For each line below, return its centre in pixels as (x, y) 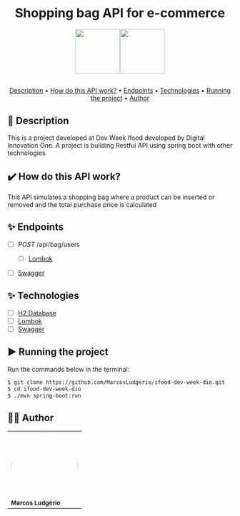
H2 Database (37, 313)
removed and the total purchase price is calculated (82, 204)
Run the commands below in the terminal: (69, 369)
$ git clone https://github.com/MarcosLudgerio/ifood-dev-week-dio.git (116, 382)
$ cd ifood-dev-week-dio (44, 389)
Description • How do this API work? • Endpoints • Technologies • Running (120, 91)
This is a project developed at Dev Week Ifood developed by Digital (106, 138)
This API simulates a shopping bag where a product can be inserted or (111, 197)
